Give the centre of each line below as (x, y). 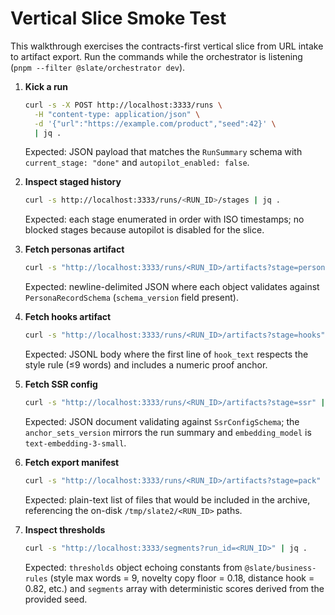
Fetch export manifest (72, 462)
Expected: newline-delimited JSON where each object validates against (172, 287)
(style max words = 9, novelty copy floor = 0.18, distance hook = (182, 578)
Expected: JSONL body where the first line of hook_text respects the (166, 354)
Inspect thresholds (65, 529)
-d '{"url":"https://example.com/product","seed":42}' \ (155, 123)
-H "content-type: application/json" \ (117, 114)
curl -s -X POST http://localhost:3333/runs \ (123, 105)
